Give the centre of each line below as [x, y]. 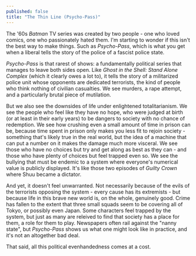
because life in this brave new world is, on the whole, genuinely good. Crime [98, 198]
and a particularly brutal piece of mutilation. [59, 95]
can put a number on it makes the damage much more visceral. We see [92, 143]
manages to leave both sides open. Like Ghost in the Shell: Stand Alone [92, 70]
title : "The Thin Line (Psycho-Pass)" [53, 17]
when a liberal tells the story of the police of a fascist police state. [85, 52]
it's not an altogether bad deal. [43, 235]
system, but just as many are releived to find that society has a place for [93, 216]
